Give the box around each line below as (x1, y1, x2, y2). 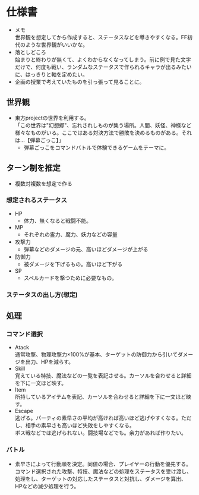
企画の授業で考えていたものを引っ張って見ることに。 (14, 78, 145, 85)
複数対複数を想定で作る (14, 179, 72, 187)
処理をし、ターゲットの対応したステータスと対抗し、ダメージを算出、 (14, 475, 187, 482)
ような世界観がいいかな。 (25, 41, 88, 48)
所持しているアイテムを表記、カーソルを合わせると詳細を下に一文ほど (14, 393, 186, 401)
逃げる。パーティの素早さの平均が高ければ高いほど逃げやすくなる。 (14, 414, 181, 422)
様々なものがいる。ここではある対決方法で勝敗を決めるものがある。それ (14, 129, 192, 136)
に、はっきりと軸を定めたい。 (14, 71, 88, 78)
